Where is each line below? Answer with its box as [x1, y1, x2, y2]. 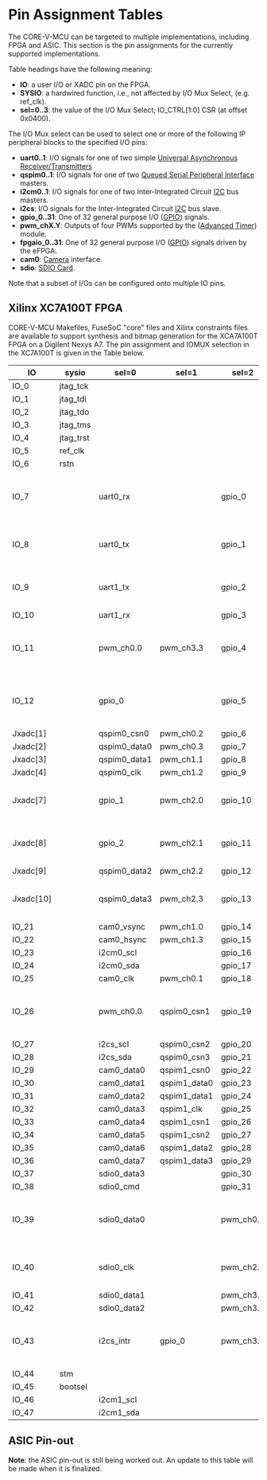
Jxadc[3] [12, 754, 47, 765]
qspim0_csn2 [160, 1038, 211, 1049]
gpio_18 [221, 973, 252, 984]
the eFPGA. [19, 245, 57, 256]
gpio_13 [221, 893, 252, 904]
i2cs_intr [99, 1335, 131, 1346]
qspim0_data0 [99, 741, 153, 752]
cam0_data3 [99, 1103, 145, 1114]
